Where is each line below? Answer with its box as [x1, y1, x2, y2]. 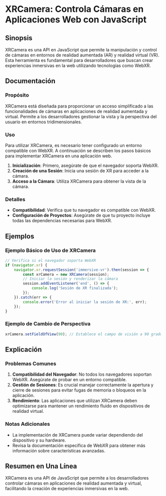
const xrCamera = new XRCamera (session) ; [23, 272, 110, 277]
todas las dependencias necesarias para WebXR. [12, 218, 112, 224]
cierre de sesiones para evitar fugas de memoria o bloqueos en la [12, 387, 147, 393]
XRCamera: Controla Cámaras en [5, 3, 144, 15]
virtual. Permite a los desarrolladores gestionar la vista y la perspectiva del [5, 113, 157, 119]
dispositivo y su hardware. [12, 437, 66, 443]
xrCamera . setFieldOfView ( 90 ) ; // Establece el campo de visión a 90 [5, 332, 149, 337]
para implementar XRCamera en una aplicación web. [5, 152, 112, 159]
